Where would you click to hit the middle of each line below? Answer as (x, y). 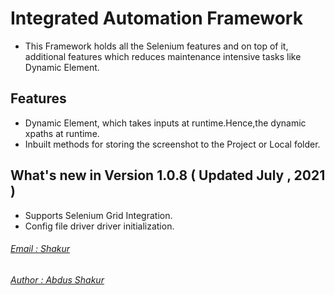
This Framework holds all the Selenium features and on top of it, (156, 46)
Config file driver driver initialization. (99, 226)
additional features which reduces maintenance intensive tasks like (163, 56)
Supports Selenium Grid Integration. (98, 215)
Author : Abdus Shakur (57, 279)
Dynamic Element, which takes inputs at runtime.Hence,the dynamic (165, 123)
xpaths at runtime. (62, 133)
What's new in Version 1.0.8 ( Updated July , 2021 (168, 175)
